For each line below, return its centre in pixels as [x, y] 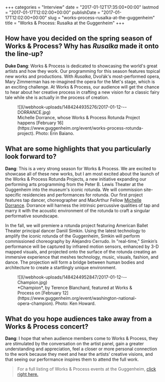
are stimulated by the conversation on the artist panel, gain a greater [75, 344]
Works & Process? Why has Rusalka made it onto [82, 46]
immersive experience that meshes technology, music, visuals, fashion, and [82, 257]
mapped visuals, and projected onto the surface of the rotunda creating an [81, 251]
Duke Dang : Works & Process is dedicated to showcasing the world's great [81, 66]
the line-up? [24, 54]
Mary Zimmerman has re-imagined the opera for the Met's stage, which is [80, 82]
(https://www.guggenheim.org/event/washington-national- [77, 298]
